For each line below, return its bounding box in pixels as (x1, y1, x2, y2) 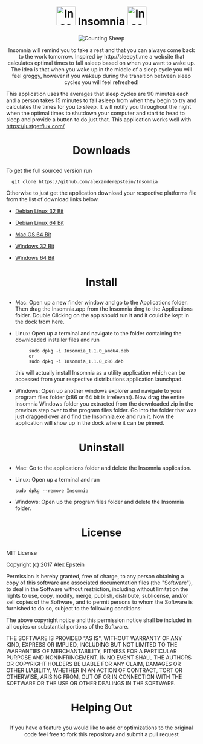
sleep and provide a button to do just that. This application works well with (6, 115, 192, 123)
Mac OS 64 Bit (14, 231, 51, 238)
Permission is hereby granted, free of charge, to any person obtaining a (6, 572, 184, 580)
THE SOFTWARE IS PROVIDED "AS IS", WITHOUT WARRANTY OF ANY (6, 635, 182, 642)
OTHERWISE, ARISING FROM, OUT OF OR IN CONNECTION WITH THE (6, 673, 182, 680)
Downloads (72, 144, 131, 157)
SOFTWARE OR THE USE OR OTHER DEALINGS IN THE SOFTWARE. (6, 679, 176, 687)
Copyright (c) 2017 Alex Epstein (6, 561, 85, 568)
